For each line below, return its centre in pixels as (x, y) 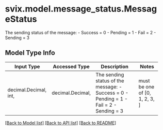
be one (146, 87)
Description (115, 66)
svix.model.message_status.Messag (81, 9)
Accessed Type (71, 66)
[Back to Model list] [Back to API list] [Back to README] (61, 123)
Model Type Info (30, 53)
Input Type (27, 66)
